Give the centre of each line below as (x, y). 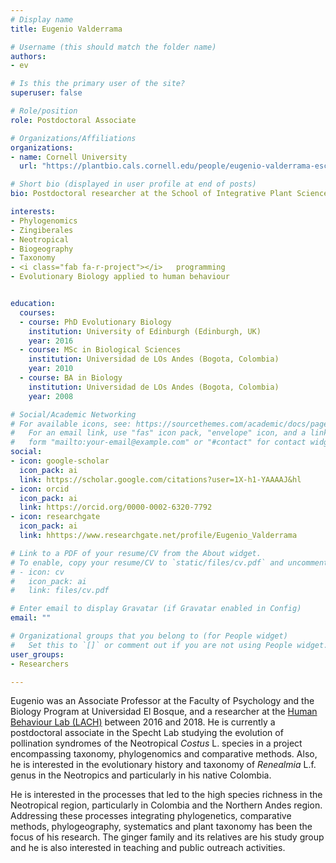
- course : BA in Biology (71, 378)
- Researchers (40, 664)
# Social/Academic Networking (73, 414)
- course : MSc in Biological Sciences (100, 350)
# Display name (42, 19)
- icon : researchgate (55, 517)
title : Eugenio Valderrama (66, 29)
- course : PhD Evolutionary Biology (95, 322)
